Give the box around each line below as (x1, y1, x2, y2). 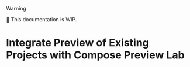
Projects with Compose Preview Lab (6, 49, 185, 62)
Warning (6, 5, 26, 12)
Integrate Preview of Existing (6, 36, 149, 50)
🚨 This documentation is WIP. (6, 16, 77, 23)
